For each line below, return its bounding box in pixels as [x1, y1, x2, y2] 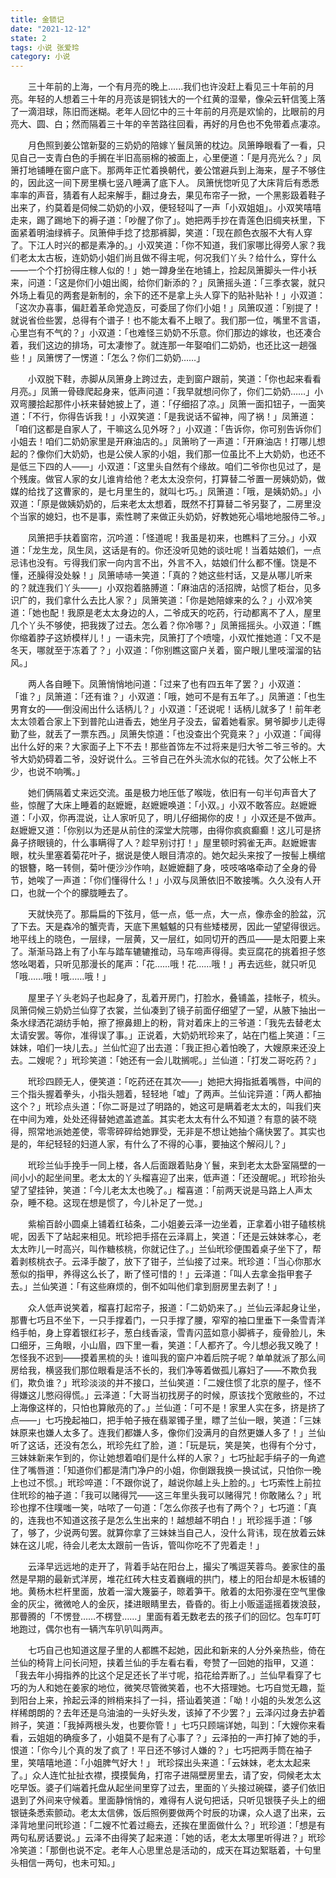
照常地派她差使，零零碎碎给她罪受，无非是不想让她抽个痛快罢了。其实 [27, 1126, 317, 1138]
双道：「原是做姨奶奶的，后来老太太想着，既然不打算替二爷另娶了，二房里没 [10, 498, 322, 510]
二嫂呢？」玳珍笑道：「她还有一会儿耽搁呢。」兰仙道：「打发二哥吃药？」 [27, 1054, 322, 1066]
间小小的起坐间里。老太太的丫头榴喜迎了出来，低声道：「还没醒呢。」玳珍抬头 [10, 1172, 326, 1184]
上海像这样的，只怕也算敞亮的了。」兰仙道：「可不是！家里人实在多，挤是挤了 [10, 1402, 326, 1414]
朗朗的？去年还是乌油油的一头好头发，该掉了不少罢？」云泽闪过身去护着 [27, 1707, 326, 1719]
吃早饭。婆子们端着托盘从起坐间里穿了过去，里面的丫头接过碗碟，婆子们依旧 [10, 1782, 326, 1794]
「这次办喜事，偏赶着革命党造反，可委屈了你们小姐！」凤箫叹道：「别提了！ [10, 302, 322, 314]
